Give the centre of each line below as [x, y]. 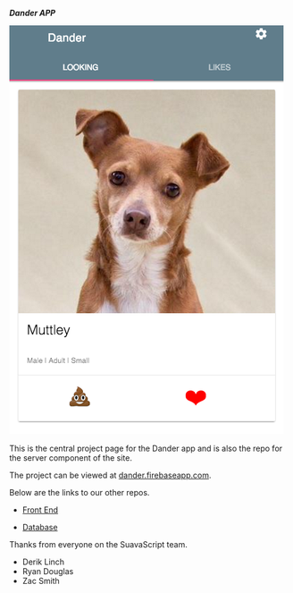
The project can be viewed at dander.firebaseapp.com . [110, 475]
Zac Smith [41, 581]
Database [40, 527]
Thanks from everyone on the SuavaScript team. [98, 544]
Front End [40, 510]
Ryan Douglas [48, 571]
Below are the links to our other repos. [80, 492]
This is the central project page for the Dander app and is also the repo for [146, 448]
